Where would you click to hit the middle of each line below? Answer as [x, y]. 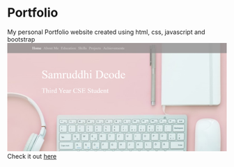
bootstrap [21, 39]
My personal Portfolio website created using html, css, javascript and [106, 32]
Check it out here [32, 156]
